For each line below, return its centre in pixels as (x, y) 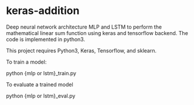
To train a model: (26, 62)
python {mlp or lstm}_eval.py (41, 96)
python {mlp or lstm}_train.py (41, 73)
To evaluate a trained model (40, 84)
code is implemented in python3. (46, 39)
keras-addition (43, 11)
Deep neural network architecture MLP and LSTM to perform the (84, 27)
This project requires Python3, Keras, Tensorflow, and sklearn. (81, 50)
